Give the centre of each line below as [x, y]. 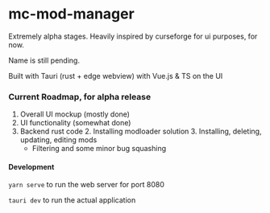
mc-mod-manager [71, 14]
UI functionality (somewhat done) [75, 123]
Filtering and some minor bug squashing [99, 149]
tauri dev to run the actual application [72, 200]
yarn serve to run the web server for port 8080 [87, 185]
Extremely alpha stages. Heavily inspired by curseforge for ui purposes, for [133, 36]
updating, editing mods [58, 140]
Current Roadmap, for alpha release [80, 96]
